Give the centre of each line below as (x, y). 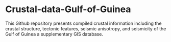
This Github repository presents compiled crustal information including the (83, 23)
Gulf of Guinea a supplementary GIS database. (54, 34)
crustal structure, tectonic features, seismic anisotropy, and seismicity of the (86, 28)
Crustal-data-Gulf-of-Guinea (68, 9)
